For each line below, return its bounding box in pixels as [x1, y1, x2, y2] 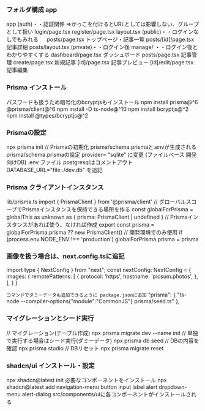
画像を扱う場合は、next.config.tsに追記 [6, 252, 125, 261]
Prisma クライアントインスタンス [6, 183, 104, 191]
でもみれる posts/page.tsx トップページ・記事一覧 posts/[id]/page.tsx [11, 36, 195, 43]
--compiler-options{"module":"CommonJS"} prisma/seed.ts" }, [20, 298, 180, 305]
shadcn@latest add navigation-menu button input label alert [6, 383, 158, 391]
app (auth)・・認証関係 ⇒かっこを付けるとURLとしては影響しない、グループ [6, 20, 199, 28]
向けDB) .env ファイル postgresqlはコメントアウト [6, 158, 133, 166]
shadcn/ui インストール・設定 [6, 361, 95, 370]
